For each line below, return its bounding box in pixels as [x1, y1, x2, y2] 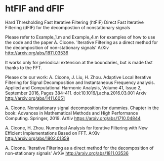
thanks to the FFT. [5, 65, 42, 71]
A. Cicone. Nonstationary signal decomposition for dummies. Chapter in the [5, 105, 159, 111]
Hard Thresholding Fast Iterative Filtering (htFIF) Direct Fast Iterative [5, 19, 144, 25]
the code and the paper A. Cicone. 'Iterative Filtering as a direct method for [5, 39, 158, 45]
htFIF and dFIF [5, 3, 65, 14]
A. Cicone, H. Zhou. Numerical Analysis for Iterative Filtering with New [5, 124, 148, 131]
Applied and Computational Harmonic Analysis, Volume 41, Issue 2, [5, 84, 142, 90]
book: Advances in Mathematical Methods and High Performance [5, 110, 138, 116]
